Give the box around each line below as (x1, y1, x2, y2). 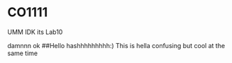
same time (7, 49, 38, 57)
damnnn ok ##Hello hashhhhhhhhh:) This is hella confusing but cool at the (7, 41, 226, 50)
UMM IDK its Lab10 (7, 28, 63, 36)
